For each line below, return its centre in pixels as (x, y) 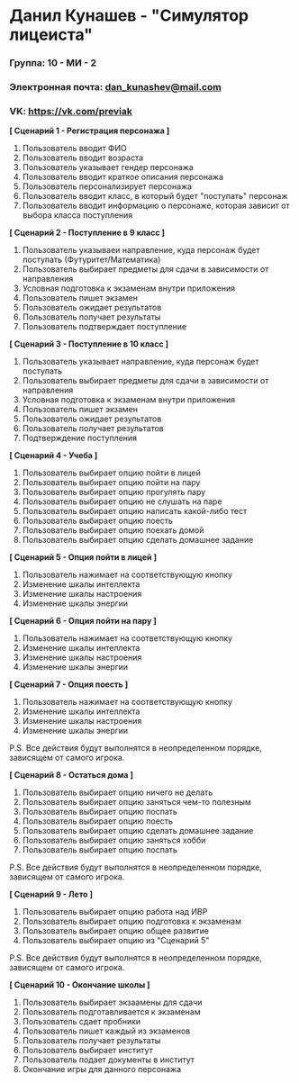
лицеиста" (51, 35)
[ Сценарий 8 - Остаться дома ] (71, 775)
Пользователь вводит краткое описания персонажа (122, 177)
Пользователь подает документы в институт (109, 1060)
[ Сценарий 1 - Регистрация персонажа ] (90, 131)
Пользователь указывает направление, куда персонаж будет (140, 362)
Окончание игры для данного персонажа (102, 1069)
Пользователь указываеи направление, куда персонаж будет (141, 250)
